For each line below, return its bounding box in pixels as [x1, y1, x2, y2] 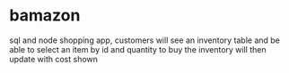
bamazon [9, 5, 81, 26]
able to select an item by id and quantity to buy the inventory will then [9, 44, 267, 54]
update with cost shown [9, 53, 99, 64]
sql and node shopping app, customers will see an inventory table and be [9, 35, 281, 45]
